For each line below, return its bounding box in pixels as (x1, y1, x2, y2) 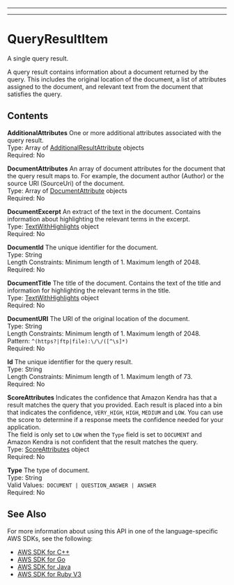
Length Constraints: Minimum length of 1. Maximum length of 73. (7, 372, 193, 380)
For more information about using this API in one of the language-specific (7, 526, 218, 535)
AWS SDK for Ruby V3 (17, 570, 81, 578)
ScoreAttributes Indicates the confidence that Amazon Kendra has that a (7, 393, 217, 401)
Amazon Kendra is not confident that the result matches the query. (7, 437, 198, 446)
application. (7, 423, 41, 431)
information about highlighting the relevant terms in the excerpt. (7, 214, 190, 223)
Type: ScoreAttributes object (7, 445, 90, 453)
